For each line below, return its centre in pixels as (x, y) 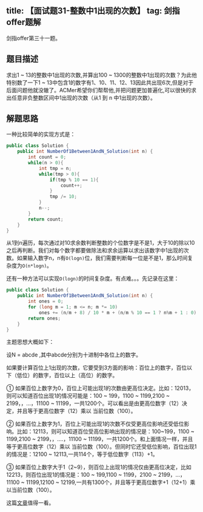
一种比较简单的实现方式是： (41, 134)
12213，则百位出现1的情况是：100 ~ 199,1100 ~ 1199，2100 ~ (82, 475)
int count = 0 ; (47, 157)
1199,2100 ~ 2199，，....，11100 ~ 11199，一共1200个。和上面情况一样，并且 (100, 439)
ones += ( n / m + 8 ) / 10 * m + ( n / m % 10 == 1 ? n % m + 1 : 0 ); (119, 312)
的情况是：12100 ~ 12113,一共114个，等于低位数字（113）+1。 (82, 454)
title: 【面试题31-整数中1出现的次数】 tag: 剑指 (93, 11)
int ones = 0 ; (46, 302)
